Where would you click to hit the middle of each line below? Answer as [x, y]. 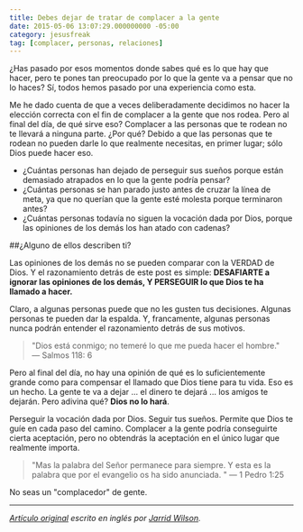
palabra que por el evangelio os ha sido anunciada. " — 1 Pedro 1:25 [157, 475]
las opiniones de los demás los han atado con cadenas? [126, 228]
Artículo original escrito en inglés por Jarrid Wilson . [105, 518]
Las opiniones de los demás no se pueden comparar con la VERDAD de [142, 263]
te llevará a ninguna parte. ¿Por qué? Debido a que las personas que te [141, 134]
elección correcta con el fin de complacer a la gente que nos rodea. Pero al [149, 115]
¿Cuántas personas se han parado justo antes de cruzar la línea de [147, 189]
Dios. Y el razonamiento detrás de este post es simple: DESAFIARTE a [140, 272]
